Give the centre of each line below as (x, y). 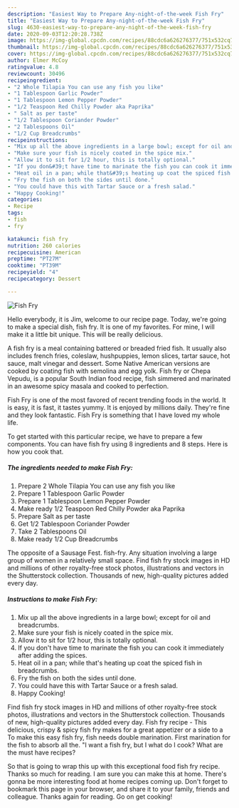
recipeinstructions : (38, 140)
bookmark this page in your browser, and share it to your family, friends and (118, 789)
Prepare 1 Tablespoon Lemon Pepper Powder (84, 501)
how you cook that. (36, 451)
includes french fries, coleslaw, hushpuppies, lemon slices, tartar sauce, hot (119, 356)
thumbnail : (23, 47)
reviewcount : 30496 (36, 73)
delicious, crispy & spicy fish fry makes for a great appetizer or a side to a (115, 730)
